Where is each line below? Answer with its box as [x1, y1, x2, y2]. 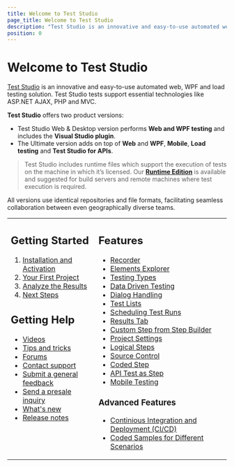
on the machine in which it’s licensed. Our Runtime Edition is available [24, 168, 226, 176]
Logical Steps [110, 342, 155, 352]
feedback [22, 378, 54, 388]
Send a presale [22, 387, 72, 397]
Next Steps [22, 290, 59, 300]
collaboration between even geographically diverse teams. [7, 204, 175, 212]
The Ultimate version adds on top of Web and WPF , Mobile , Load [17, 139, 206, 148]
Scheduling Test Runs [110, 307, 182, 317]
